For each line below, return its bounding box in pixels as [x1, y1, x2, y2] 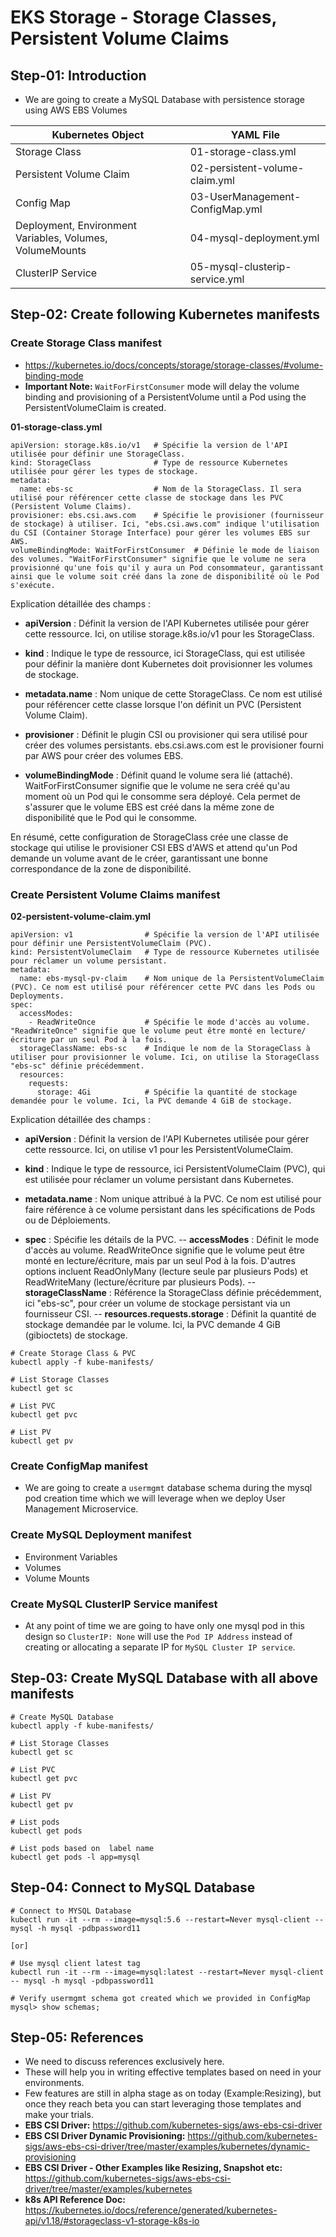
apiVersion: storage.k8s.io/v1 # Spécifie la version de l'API [10, 440, 288, 450]
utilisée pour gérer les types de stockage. [10, 466, 199, 476]
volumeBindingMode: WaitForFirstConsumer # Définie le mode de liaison [10, 545, 320, 555]
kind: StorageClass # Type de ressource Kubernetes [10, 457, 288, 468]
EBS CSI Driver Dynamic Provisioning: [24, 2130, 186, 2142]
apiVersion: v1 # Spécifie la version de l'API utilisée [10, 929, 320, 940]
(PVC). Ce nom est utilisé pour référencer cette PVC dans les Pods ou [10, 982, 315, 992]
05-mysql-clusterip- [189, 260, 292, 273]
